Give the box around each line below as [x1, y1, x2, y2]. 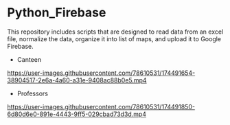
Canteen [16, 55, 42, 63]
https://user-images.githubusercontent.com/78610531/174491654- [7, 69, 196, 77]
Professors [16, 89, 48, 98]
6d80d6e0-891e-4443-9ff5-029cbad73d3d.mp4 [7, 110, 146, 118]
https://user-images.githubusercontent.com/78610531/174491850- [7, 102, 196, 111]
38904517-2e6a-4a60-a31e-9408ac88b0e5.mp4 [7, 76, 147, 84]
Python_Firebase [7, 5, 106, 21]
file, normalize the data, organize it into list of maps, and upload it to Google [7, 34, 222, 43]
